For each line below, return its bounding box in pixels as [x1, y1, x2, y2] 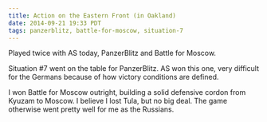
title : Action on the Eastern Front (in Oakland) [8, 11, 177, 20]
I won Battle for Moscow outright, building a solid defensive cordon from [8, 88, 246, 97]
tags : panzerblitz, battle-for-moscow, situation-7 [8, 26, 183, 34]
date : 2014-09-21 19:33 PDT [8, 19, 102, 27]
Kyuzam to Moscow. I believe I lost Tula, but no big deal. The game [8, 96, 228, 106]
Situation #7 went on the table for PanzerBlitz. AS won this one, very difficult [8, 64, 259, 73]
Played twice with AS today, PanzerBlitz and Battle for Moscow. [8, 49, 217, 58]
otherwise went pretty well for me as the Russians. [8, 104, 175, 114]
